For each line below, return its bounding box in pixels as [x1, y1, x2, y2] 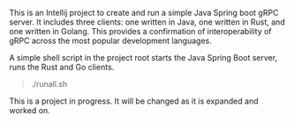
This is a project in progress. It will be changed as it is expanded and [9, 96, 259, 106]
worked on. [9, 105, 50, 115]
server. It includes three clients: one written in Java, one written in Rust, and [9, 17, 285, 27]
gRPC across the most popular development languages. [9, 35, 212, 46]
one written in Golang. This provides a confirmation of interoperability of [9, 26, 272, 36]
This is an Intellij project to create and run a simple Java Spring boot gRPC [9, 8, 279, 18]
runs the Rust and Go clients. [9, 61, 115, 72]
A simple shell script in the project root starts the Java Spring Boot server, [9, 53, 278, 62]
